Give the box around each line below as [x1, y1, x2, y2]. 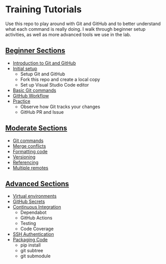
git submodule [20, 253, 51, 259]
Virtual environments [12, 193, 57, 199]
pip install [20, 242, 41, 248]
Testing [20, 220, 36, 227]
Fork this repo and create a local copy [20, 76, 101, 83]
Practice [12, 98, 31, 104]
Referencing [12, 159, 39, 165]
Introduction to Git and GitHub [12, 60, 76, 66]
